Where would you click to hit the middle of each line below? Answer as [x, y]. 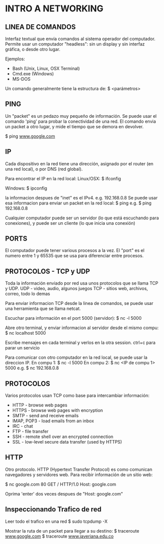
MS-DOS [21, 79]
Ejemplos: [15, 59]
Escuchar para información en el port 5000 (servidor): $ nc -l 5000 [73, 318]
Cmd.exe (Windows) [33, 74]
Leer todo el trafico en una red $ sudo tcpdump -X [56, 521]
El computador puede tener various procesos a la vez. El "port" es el [75, 250]
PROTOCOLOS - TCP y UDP [48, 271]
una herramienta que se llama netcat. [43, 309]
